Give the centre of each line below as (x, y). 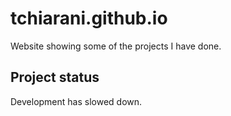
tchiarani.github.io (89, 18)
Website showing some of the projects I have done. (116, 46)
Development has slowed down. (76, 101)
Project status (55, 77)
